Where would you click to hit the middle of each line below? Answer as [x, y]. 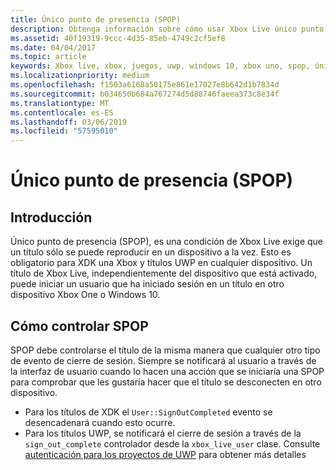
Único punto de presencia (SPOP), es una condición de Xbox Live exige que [167, 242]
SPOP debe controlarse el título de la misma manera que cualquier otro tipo [165, 350]
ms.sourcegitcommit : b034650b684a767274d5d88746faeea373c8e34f [145, 94]
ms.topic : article [48, 57]
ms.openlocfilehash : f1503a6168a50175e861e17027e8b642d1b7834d [145, 85]
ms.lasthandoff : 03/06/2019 [69, 122]
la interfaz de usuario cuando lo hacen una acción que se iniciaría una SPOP [167, 371]
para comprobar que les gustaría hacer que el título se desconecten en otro [166, 382]
